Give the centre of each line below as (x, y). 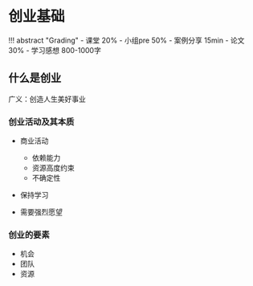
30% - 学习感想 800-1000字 (55, 50)
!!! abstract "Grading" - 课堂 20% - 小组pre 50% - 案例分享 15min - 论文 (126, 40)
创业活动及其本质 (41, 121)
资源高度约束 (53, 168)
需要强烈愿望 (41, 212)
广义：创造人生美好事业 (47, 99)
